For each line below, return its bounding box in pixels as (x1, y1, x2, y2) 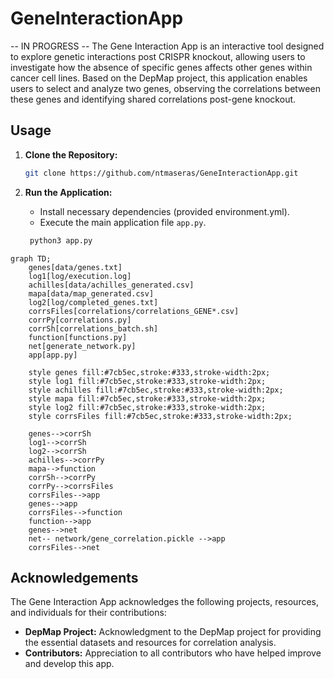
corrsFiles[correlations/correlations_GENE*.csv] (28, 306, 240, 316)
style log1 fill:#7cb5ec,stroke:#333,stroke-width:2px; (28, 376, 267, 386)
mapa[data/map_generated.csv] (28, 288, 155, 299)
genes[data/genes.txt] (28, 262, 123, 272)
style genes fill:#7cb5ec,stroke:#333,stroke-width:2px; (28, 367, 271, 377)
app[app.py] (28, 350, 78, 360)
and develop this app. (24, 658, 115, 670)
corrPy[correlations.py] (28, 315, 132, 325)
